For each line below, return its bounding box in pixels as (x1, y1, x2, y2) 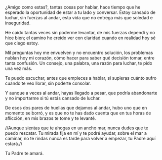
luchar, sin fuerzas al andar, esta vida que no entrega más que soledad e (5, 15, 153, 20)
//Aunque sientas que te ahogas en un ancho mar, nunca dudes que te (5, 125, 149, 131)
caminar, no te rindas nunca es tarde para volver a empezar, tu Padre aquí (5, 136, 156, 141)
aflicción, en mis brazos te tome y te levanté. (5, 115, 96, 121)
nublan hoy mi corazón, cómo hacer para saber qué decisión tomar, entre (5, 55, 155, 61)
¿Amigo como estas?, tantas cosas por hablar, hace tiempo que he (5, 4, 141, 10)
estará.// (5, 141, 23, 147)
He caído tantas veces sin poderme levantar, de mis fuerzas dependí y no (5, 30, 155, 35)
